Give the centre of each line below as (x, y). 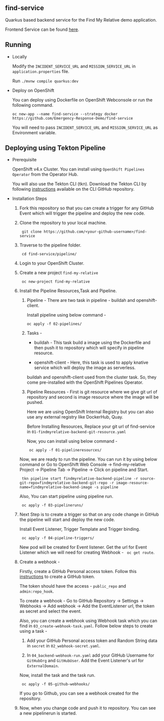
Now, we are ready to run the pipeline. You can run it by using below (88, 459)
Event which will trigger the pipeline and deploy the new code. (82, 213)
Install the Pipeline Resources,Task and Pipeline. (68, 291)
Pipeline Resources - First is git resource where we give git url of (92, 392)
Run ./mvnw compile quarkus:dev (45, 81)
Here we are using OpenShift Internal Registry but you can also (90, 412)
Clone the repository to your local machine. (63, 223)
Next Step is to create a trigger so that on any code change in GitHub (89, 515)
